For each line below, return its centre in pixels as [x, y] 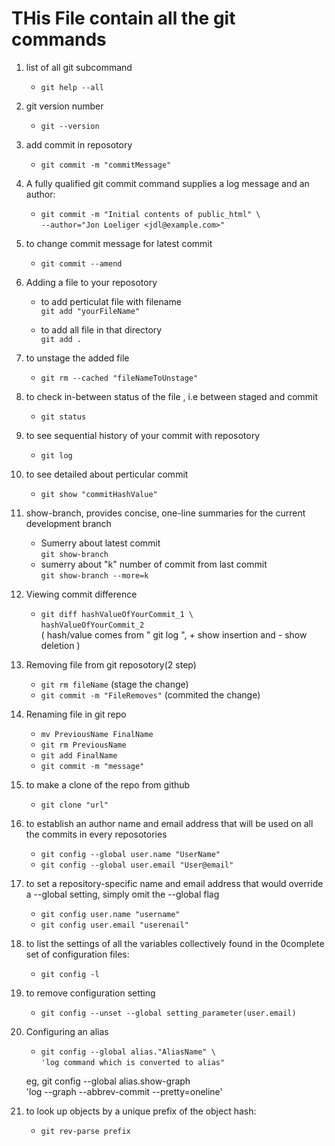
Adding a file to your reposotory [91, 282]
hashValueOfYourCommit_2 [92, 625]
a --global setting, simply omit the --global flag [122, 894]
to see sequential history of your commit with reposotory [143, 435]
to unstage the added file [77, 358]
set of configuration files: [77, 954]
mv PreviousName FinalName [97, 734]
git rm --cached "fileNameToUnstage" [119, 378]
